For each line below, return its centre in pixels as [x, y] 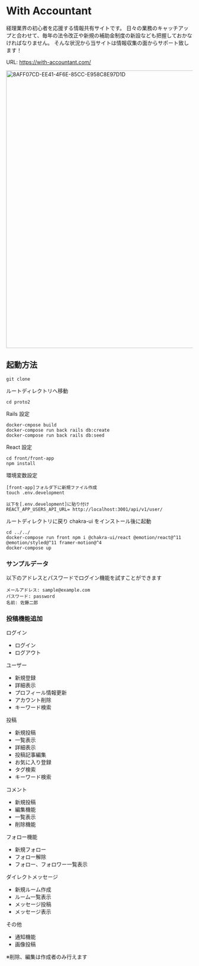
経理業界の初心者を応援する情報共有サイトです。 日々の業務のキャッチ [92, 28]
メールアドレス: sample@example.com [48, 590]
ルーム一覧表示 [33, 897]
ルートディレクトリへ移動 [37, 391]
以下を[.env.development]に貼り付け [48, 504]
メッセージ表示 [33, 912]
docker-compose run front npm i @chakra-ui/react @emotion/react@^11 [94, 537]
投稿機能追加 [25, 618]
